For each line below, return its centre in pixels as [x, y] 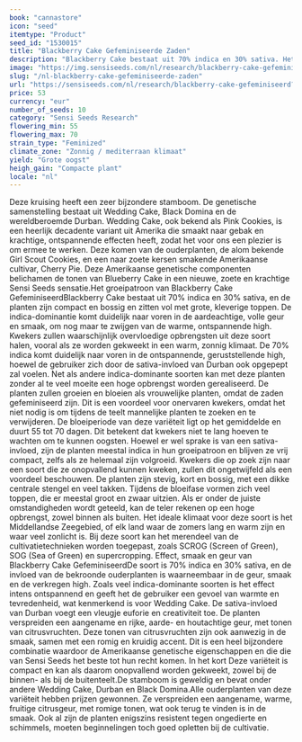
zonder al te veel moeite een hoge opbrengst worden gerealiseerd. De [139, 384]
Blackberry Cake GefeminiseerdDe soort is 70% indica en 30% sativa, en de [151, 565]
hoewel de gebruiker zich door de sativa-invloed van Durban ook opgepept [149, 364]
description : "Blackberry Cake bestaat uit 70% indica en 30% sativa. [144, 59]
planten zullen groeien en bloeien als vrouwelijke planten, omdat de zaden [147, 393]
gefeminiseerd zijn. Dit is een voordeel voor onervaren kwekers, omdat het [147, 403]
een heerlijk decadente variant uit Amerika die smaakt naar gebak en [137, 231]
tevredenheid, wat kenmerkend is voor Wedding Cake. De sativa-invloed [143, 603]
